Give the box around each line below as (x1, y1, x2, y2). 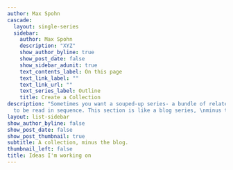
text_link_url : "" (19, 81, 73, 88)
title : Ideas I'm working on (7, 152, 92, 160)
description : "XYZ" (19, 42, 76, 49)
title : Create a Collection (19, 94, 101, 101)
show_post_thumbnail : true (7, 133, 85, 139)
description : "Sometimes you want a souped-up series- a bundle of (7, 101, 207, 108)
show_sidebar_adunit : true (19, 62, 98, 69)
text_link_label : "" (19, 74, 79, 82)
